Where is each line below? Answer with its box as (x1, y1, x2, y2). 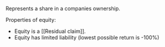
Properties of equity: (5, 16, 56, 23)
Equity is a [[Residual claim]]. (14, 28, 86, 35)
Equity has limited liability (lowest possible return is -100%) (14, 34, 160, 41)
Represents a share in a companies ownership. (5, 5, 120, 12)
